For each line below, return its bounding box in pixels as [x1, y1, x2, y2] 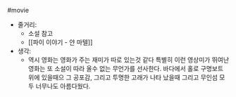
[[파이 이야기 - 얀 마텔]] [27, 38, 93, 46]
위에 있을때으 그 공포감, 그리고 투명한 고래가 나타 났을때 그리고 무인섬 [27, 73, 218, 82]
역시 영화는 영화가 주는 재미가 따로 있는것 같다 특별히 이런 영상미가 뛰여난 [27, 56, 230, 64]
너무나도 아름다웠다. [35, 82, 91, 90]
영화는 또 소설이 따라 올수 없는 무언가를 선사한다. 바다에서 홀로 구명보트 [27, 65, 224, 72]
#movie [7, 6, 30, 14]
